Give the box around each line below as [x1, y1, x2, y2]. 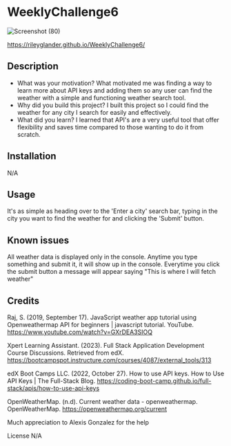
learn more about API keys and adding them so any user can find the [17, 86, 212, 94]
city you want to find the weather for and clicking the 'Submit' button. [7, 214, 205, 223]
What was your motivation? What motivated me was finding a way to [17, 79, 212, 87]
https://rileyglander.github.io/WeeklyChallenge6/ [7, 40, 145, 48]
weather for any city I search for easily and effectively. [17, 108, 172, 116]
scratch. [17, 130, 41, 138]
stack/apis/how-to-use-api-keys [7, 384, 100, 392]
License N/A [7, 431, 43, 440]
